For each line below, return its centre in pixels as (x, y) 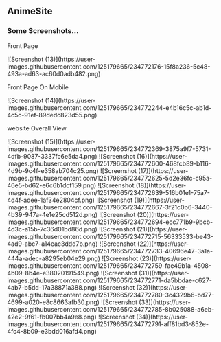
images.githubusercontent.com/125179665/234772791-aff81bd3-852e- (108, 324)
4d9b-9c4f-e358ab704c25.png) (53, 170)
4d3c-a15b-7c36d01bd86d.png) (52, 229)
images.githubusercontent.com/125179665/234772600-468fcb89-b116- (109, 163)
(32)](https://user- (162, 287)
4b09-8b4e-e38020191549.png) (53, 273)
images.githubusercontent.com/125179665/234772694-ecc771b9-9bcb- (110, 222)
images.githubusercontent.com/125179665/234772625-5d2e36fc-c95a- (110, 178)
